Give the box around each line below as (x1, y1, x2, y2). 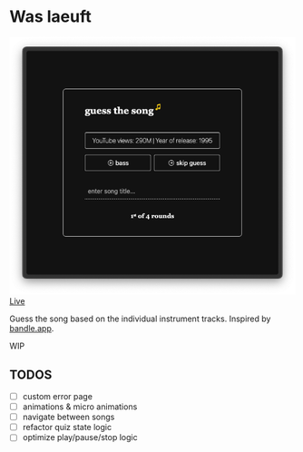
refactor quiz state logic (22, 422, 112, 433)
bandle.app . (9, 323, 54, 334)
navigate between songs (22, 411, 115, 423)
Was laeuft (9, 6, 93, 27)
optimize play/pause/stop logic (22, 432, 138, 443)
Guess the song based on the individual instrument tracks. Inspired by (9, 313, 271, 324)
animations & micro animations (22, 401, 138, 412)
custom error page (22, 391, 93, 402)
